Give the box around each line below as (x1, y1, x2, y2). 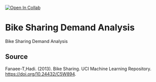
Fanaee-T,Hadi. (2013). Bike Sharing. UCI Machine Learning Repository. (5, 66, 152, 72)
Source (5, 52, 28, 61)
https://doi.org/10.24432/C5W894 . (5, 71, 77, 77)
